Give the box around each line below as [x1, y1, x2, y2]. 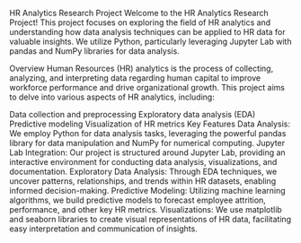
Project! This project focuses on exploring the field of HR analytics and [9, 17, 271, 28]
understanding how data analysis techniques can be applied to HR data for [9, 27, 286, 37]
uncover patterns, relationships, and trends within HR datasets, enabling [9, 176, 277, 187]
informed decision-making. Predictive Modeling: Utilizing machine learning [9, 186, 286, 195]
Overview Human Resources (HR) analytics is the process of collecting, [9, 63, 274, 74]
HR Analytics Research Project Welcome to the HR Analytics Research [9, 8, 270, 18]
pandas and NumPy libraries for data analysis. [9, 46, 180, 56]
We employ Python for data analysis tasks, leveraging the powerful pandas [9, 128, 287, 138]
